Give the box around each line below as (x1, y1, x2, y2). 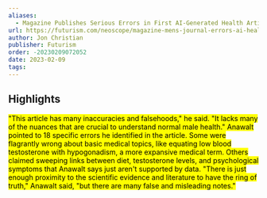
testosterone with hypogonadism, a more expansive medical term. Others (8, 147, 249, 157)
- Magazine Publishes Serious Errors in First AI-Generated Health (15, 19, 244, 27)
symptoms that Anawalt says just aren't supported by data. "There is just (8, 164, 247, 173)
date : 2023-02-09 (8, 56, 66, 64)
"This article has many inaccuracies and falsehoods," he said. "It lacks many (8, 113, 258, 123)
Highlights (8, 93, 61, 106)
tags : (8, 63, 26, 71)
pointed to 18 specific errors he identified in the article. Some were (8, 130, 226, 139)
